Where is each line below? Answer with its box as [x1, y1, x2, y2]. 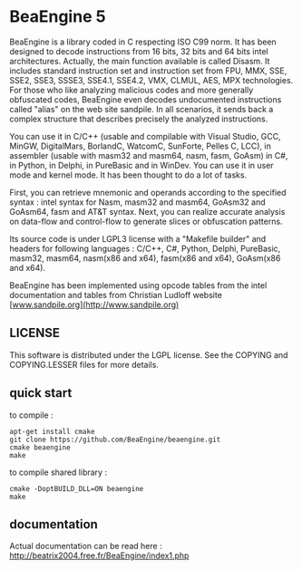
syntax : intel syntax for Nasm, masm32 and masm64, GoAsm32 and [9, 197, 266, 208]
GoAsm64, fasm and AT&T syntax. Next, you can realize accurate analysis [9, 206, 286, 217]
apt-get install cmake [9, 427, 95, 436]
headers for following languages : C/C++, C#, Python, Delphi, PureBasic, [9, 243, 281, 254]
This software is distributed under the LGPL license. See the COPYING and [9, 349, 288, 360]
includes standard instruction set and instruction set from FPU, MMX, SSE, [9, 65, 287, 76]
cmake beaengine [9, 442, 71, 452]
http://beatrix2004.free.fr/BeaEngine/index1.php [9, 550, 190, 561]
